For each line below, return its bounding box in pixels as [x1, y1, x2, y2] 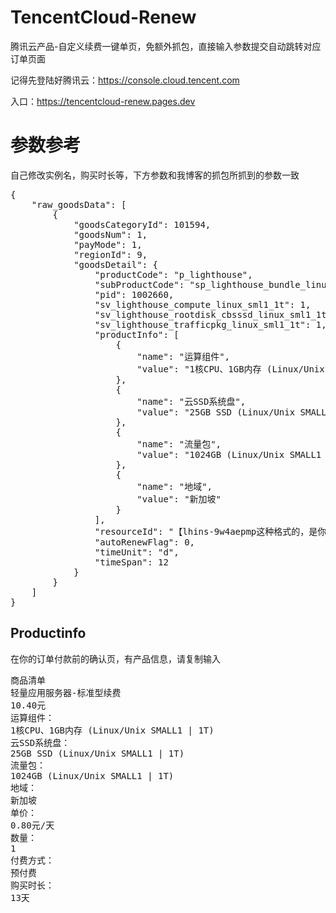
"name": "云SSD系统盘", [136, 396, 247, 407]
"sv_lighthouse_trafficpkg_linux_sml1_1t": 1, [94, 319, 327, 330]
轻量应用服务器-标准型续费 [10, 687, 122, 698]
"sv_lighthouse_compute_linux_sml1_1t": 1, [94, 299, 312, 310]
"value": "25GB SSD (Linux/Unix [136, 406, 296, 418]
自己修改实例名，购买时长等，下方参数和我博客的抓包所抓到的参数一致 [10, 169, 300, 181]
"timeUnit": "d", [94, 546, 180, 558]
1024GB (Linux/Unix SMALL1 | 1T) [10, 770, 175, 781]
